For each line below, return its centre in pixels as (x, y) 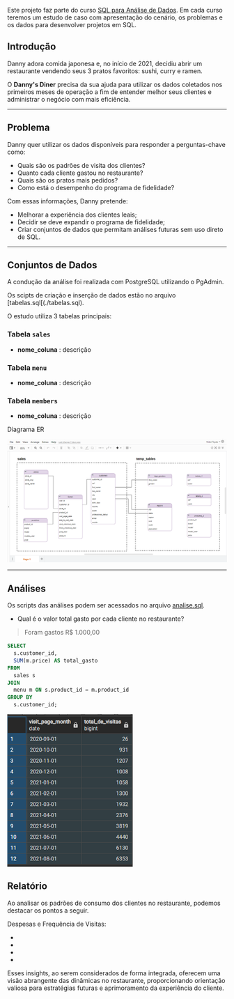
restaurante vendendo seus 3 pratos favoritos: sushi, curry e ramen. (105, 71)
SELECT (17, 646)
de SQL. (29, 237)
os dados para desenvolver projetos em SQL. (72, 25)
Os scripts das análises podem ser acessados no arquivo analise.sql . (106, 605)
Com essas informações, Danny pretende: (68, 201)
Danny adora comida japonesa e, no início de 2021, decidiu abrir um (105, 63)
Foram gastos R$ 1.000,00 (62, 633)
